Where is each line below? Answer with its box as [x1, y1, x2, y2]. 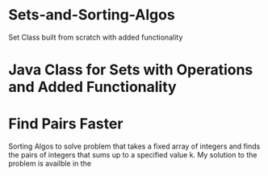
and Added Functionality [8, 78, 177, 96]
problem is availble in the [8, 159, 91, 169]
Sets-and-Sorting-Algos [8, 6, 175, 24]
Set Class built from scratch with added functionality [8, 32, 183, 42]
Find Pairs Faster [8, 115, 124, 133]
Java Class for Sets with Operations [8, 61, 253, 79]
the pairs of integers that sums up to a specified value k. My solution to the [8, 150, 258, 160]
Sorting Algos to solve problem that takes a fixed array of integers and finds [8, 141, 261, 151]
